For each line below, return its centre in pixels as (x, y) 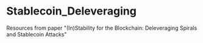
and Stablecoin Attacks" (37, 34)
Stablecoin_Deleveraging (72, 11)
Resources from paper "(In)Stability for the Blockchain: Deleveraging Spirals (102, 28)
